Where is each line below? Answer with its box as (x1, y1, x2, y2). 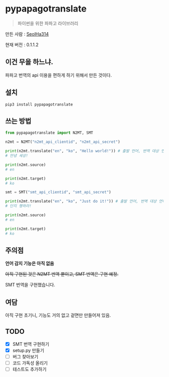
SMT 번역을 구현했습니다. (5, 282, 55, 288)
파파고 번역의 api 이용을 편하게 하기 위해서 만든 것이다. (5, 72, 112, 78)
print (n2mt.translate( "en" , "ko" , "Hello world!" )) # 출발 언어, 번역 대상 (5, 149, 159, 154)
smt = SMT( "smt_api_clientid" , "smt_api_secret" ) (5, 190, 112, 195)
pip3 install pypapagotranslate (5, 102, 73, 107)
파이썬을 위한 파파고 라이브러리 (17, 20, 78, 26)
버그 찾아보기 (12, 354, 39, 360)
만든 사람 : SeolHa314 (5, 31, 49, 37)
